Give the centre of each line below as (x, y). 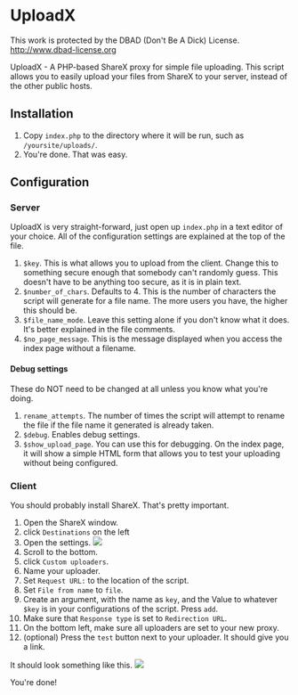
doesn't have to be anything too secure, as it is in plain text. (132, 282)
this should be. (50, 311)
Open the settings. (57, 542)
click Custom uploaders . (66, 561)
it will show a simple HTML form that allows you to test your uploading (152, 453)
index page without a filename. (80, 348)
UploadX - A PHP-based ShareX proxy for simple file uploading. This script (147, 67)
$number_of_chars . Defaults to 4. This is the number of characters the (149, 291)
